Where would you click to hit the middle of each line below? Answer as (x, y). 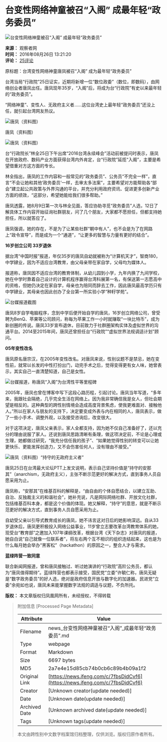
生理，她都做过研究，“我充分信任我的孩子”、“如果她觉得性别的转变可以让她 (82, 440)
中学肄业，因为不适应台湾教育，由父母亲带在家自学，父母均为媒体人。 (77, 262)
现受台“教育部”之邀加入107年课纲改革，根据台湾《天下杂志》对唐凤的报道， (83, 532)
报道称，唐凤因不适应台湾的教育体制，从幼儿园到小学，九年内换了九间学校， (83, 273)
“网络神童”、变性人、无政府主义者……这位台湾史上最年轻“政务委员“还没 (78, 105)
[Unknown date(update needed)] (87, 699)
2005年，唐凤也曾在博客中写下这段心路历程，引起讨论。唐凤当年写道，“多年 (83, 392)
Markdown (61, 652)
